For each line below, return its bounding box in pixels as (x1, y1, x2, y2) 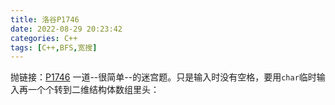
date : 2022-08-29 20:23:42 (10, 24, 123, 34)
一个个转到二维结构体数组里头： (27, 84, 160, 96)
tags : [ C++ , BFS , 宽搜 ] (10, 42, 98, 53)
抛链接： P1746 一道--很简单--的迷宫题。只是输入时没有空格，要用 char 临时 (10, 71, 317, 83)
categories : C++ (10, 33, 78, 43)
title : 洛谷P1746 (10, 14, 80, 25)
